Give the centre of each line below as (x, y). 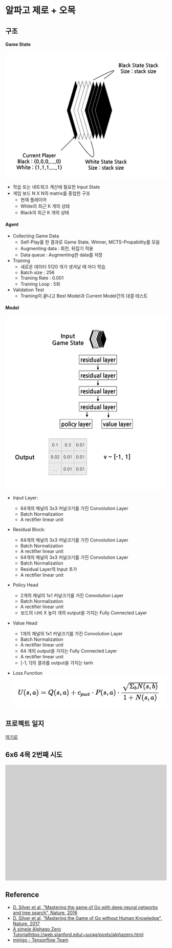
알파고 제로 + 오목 (40, 11)
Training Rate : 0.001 (42, 278)
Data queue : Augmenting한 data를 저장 (61, 255)
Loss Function (27, 673)
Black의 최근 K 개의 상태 (45, 212)
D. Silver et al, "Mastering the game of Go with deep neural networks (85, 907)
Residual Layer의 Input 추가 (49, 569)
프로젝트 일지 (25, 724)
